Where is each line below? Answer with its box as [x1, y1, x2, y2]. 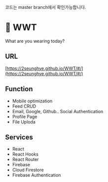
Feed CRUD [12, 103, 36, 109]
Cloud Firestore [12, 167, 44, 173]
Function [5, 85, 33, 93]
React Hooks [12, 152, 38, 157]
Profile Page [12, 114, 37, 120]
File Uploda [12, 119, 36, 124]
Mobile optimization [12, 98, 53, 104]
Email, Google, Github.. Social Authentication [12, 108, 104, 114]
